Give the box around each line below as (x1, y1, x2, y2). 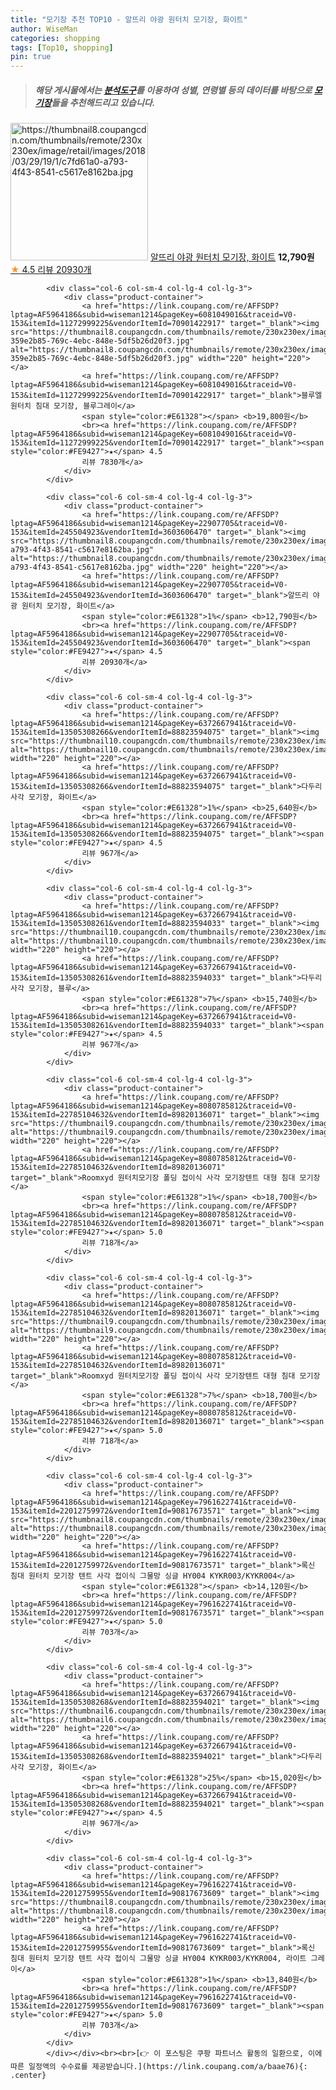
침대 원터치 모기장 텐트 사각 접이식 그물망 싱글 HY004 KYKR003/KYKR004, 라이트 (10, 1954, 307, 1964)
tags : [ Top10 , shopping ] (10, 42, 114, 53)
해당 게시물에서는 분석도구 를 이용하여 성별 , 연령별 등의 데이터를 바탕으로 (34, 84, 313, 96)
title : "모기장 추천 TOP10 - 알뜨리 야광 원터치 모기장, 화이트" (10, 14, 248, 25)
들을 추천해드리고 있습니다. (51, 96, 156, 108)
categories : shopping (10, 33, 101, 43)
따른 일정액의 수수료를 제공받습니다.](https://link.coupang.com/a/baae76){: (10, 2062, 308, 2072)
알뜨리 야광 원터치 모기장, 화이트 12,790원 (149, 251, 315, 263)
